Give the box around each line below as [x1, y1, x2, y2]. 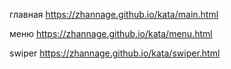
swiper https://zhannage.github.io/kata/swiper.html [9, 47, 221, 59]
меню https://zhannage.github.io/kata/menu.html [9, 28, 213, 39]
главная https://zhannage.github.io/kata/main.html [9, 9, 219, 20]
